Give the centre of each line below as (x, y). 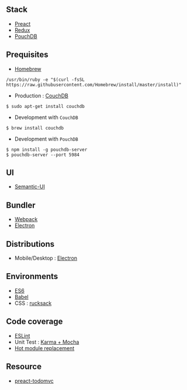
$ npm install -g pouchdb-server (47, 150)
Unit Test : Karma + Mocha (47, 342)
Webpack (26, 219)
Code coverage (34, 322)
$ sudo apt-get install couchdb (45, 106)
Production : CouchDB (41, 96)
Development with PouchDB (46, 139)
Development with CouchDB (46, 117)
